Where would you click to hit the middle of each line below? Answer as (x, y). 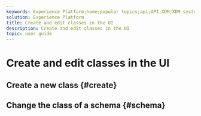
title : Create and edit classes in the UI (60, 23)
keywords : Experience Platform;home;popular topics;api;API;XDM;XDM (93, 12)
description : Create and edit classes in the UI (68, 28)
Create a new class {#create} (62, 85)
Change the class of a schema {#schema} (86, 106)
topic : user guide (29, 34)
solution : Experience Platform (45, 17)
